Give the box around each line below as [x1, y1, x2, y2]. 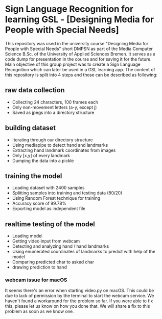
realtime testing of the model [5, 220, 95, 228]
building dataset [5, 124, 56, 132]
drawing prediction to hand [12, 264, 67, 270]
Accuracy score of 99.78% [12, 200, 67, 207]
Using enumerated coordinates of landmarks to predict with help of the [12, 249, 156, 255]
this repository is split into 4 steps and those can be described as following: [5, 72, 158, 78]
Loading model [12, 233, 43, 239]
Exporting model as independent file [12, 206, 86, 212]
